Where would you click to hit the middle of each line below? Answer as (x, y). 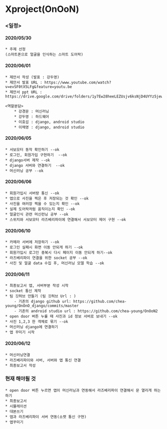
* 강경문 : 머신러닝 (32, 111)
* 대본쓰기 (14, 412)
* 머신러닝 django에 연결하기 (32, 327)
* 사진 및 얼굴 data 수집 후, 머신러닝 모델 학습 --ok (55, 263)
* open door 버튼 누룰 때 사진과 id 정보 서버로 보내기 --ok (61, 317)
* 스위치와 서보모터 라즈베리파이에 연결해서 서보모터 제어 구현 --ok (66, 219)
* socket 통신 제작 (23, 291)
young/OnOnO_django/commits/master (42, 306)
